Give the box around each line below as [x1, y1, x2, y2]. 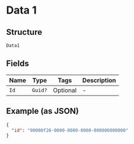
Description [82, 76, 117, 84]
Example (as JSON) [6, 106, 79, 116]
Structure [6, 27, 43, 37]
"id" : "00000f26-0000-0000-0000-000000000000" [11, 127, 129, 133]
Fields [6, 58, 30, 68]
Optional [53, 86, 77, 94]
